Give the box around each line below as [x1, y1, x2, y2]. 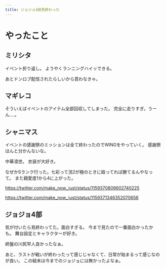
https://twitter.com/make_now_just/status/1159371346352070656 [5, 195, 139, 201]
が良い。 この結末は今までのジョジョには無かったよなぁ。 [5, 258, 124, 264]
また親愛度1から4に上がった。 [14, 175, 76, 181]
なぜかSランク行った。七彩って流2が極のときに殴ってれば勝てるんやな [5, 169, 149, 175]
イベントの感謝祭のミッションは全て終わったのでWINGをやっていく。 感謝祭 [5, 142, 161, 148]
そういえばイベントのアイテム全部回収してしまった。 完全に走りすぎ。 [5, 106, 148, 112]
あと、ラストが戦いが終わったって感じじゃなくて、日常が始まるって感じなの [5, 252, 160, 258]
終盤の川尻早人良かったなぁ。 [5, 241, 66, 247]
